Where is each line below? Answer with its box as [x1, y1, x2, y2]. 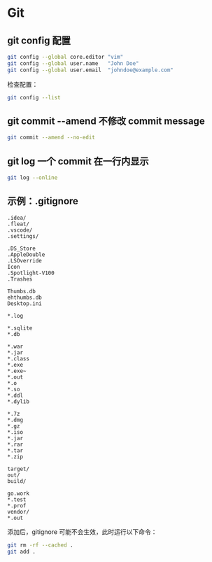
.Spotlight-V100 [7, 269, 55, 276]
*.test [7, 496, 27, 503]
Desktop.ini [7, 300, 42, 307]
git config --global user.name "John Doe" [7, 59, 139, 67]
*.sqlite [7, 324, 33, 332]
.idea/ [7, 214, 27, 221]
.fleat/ [7, 220, 30, 227]
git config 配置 [7, 34, 71, 46]
